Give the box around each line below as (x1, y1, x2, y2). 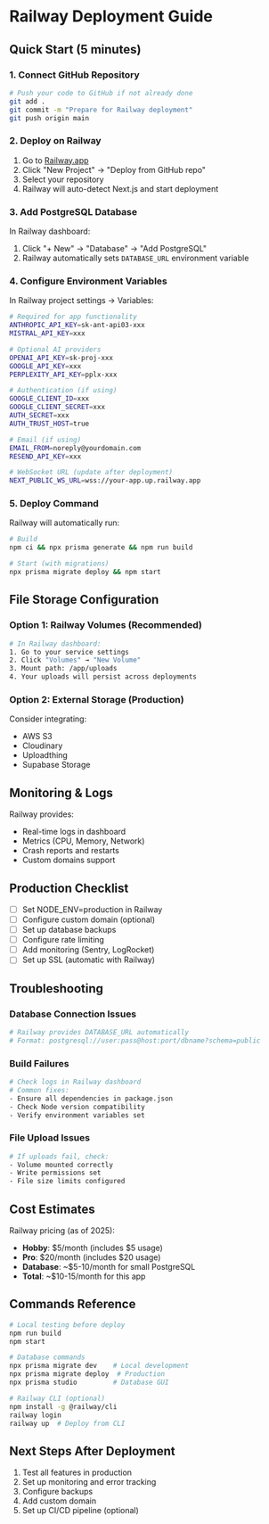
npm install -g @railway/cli (9, 1402, 118, 1411)
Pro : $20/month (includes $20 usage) (21, 1252, 161, 1263)
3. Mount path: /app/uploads (9, 664, 118, 673)
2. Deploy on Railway (9, 135, 102, 147)
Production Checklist (9, 880, 129, 895)
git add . (9, 96, 46, 106)
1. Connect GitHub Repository (9, 69, 140, 81)
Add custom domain (21, 1495, 96, 1506)
